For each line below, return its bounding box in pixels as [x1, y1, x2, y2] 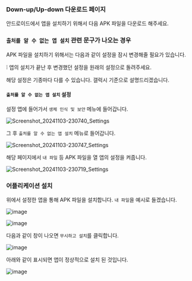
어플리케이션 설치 [6, 182, 53, 190]
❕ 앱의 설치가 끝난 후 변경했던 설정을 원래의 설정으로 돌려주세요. [6, 64, 152, 71]
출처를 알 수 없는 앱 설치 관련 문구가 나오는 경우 [6, 36, 131, 45]
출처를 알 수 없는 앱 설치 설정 [6, 91, 71, 98]
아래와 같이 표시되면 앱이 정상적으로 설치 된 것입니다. [6, 256, 128, 263]
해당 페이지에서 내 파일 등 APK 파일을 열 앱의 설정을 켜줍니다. [6, 154, 147, 161]
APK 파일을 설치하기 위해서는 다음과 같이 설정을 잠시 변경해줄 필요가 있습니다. [6, 51, 186, 58]
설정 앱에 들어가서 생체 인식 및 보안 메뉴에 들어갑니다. [6, 105, 128, 113]
